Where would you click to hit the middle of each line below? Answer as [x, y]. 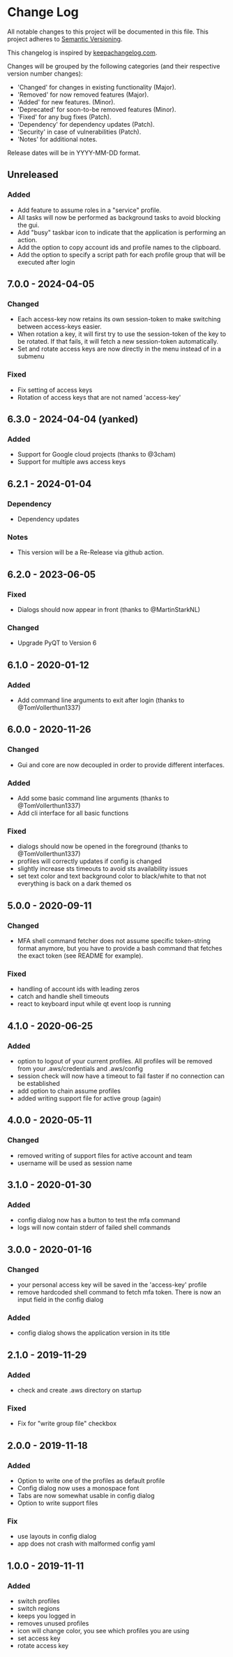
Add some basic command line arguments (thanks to [93, 798]
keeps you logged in [46, 1616]
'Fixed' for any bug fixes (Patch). [64, 117]
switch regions [38, 1608]
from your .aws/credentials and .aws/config [80, 1068]
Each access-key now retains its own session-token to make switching [119, 319]
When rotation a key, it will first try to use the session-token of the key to [122, 334]
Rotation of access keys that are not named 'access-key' [99, 397]
